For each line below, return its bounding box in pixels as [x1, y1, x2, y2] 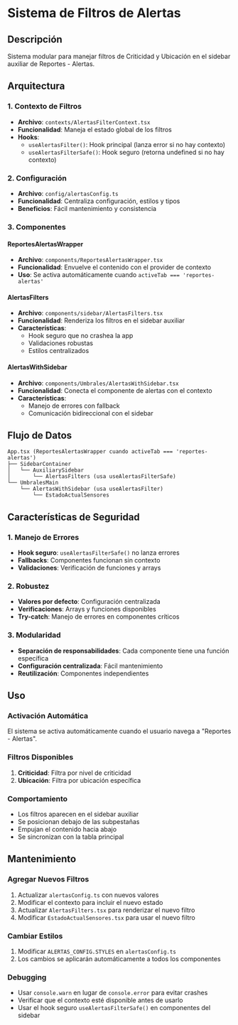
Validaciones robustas [28, 339, 94, 347]
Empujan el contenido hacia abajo [17, 825, 117, 833]
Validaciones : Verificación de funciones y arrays [17, 563, 161, 573]
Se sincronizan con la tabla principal [17, 833, 124, 841]
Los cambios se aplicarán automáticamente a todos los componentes [17, 954, 222, 963]
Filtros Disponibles [7, 752, 74, 762]
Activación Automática [7, 710, 89, 720]
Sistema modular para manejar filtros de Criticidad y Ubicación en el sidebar [7, 52, 231, 60]
